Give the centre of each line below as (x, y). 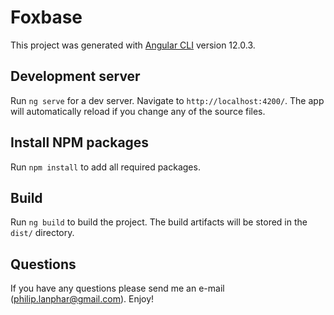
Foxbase (46, 17)
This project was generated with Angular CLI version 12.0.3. (133, 45)
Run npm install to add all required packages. (105, 167)
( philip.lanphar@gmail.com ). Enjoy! (82, 299)
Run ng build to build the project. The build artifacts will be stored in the (159, 222)
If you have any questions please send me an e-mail (117, 288)
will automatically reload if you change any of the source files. (138, 111)
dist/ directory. (42, 233)
